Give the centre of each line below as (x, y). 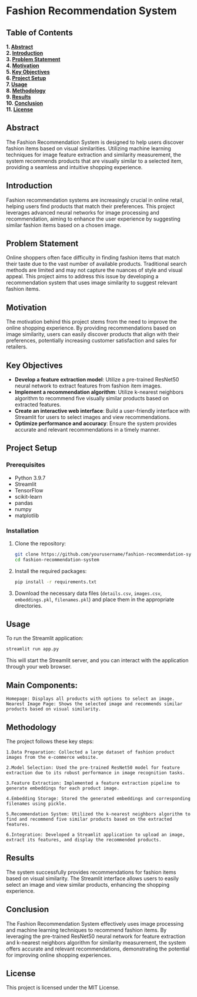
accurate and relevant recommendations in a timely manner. (87, 430)
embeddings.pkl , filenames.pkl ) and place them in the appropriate (94, 599)
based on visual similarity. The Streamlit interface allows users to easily (93, 878)
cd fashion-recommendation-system (57, 560)
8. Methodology (26, 91)
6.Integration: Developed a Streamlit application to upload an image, (96, 835)
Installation (23, 531)
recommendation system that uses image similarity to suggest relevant (92, 283)
